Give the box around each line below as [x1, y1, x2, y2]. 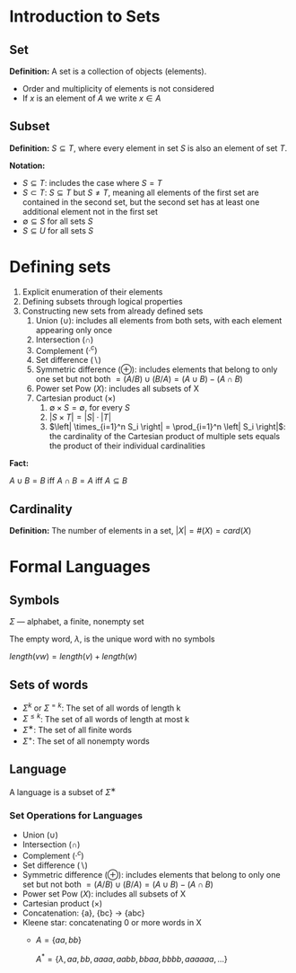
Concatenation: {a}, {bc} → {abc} [22, 907, 145, 918]
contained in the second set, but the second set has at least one [22, 196, 260, 208]
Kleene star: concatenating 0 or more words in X [22, 917, 202, 928]
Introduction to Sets [9, 6, 161, 27]
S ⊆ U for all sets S [22, 225, 94, 235]
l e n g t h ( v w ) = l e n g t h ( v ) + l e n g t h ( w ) [9, 651, 137, 662]
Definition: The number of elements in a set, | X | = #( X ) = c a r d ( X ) [9, 526, 252, 536]
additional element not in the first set [22, 206, 159, 217]
